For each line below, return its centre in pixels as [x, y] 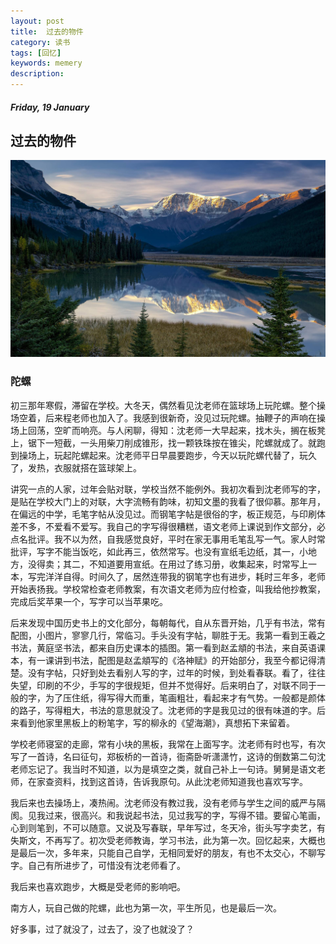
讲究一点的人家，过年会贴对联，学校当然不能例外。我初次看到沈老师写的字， [168, 489]
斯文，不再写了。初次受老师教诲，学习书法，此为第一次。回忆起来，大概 [167, 840]
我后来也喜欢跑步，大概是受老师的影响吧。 [98, 886]
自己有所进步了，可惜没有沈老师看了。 [106, 865]
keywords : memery [46, 63]
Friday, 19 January [50, 107]
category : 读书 [40, 42]
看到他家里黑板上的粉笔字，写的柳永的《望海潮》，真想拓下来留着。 [156, 722]
